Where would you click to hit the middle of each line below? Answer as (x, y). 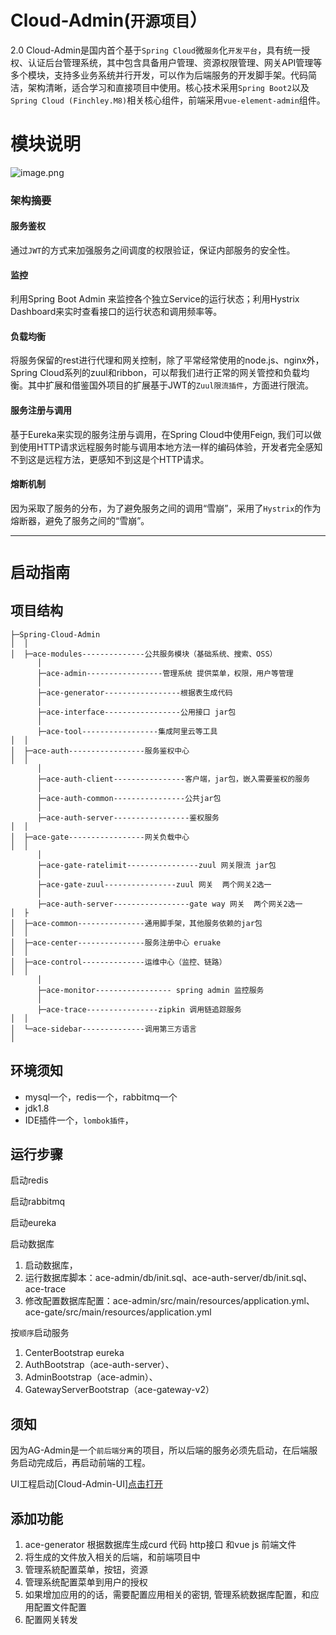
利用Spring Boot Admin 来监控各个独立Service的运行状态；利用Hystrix (155, 299)
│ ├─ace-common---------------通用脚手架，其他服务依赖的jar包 (136, 923)
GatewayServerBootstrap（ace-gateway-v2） (119, 1390)
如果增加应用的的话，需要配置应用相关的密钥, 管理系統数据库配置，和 (167, 1595)
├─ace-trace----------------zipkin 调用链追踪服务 (139, 1009)
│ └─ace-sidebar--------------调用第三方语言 (103, 1029)
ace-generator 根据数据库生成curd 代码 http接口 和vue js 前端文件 (160, 1545)
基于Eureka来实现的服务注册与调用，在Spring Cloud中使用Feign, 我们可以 (161, 434)
